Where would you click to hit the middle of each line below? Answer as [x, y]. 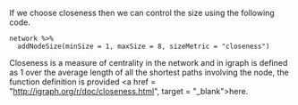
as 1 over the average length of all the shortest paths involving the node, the [149, 72]
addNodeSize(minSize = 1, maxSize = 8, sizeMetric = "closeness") [144, 46]
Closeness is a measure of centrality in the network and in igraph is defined [149, 63]
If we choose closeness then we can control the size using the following [142, 13]
